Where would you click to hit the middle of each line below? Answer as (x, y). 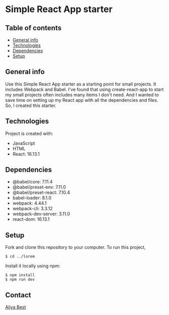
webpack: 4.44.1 (30, 203)
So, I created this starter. (31, 105)
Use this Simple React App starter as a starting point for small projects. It (81, 84)
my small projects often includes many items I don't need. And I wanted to (82, 95)
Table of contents (33, 28)
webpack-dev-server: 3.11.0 (41, 214)
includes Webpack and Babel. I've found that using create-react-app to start (84, 89)
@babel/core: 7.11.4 (33, 182)
